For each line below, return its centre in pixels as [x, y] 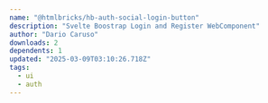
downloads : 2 [34, 43]
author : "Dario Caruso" [54, 34]
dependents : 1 [36, 51]
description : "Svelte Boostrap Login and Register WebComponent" [134, 26]
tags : [19, 68]
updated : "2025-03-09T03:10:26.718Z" [80, 59]
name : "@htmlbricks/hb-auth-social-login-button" [105, 17]
